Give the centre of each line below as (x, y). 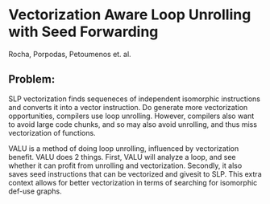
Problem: (32, 79)
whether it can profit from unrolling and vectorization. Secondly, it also (125, 165)
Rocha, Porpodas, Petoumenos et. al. (70, 54)
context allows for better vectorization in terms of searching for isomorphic (133, 182)
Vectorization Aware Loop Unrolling (130, 15)
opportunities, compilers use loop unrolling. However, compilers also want (131, 116)
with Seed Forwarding (83, 32)
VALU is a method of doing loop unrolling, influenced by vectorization (124, 148)
